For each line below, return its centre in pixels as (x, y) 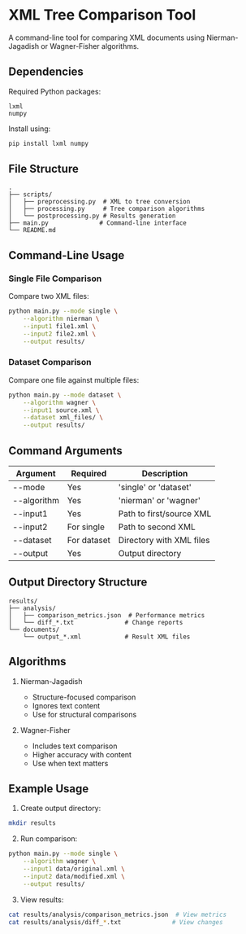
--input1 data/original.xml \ (74, 869)
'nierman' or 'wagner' (160, 500)
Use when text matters (70, 763)
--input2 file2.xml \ (59, 334)
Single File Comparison (55, 278)
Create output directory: (60, 809)
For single (86, 527)
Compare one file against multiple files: (74, 379)
